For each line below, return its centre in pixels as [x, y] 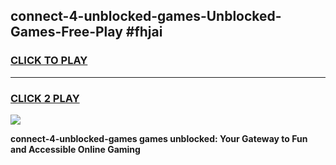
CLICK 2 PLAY [45, 98]
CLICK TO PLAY [49, 61]
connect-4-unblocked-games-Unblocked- [146, 16]
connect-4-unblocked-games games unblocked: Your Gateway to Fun [159, 138]
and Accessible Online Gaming [75, 149]
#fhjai [144, 32]
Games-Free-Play [66, 32]
